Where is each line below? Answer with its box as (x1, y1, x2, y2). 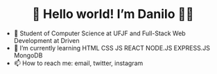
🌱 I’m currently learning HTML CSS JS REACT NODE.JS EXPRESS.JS (13, 44, 210, 52)
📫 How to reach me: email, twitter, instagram (13, 59, 144, 67)
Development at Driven (13, 36, 80, 44)
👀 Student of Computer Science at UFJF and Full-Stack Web (13, 29, 186, 37)
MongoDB (13, 51, 43, 59)
